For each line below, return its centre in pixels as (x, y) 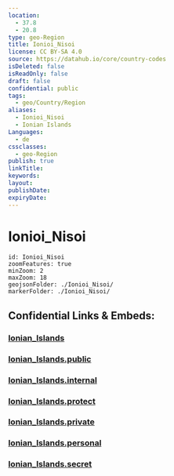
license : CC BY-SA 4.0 (45, 52)
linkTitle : (26, 169)
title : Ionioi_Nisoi (42, 45)
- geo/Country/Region (51, 103)
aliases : (22, 111)
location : (24, 15)
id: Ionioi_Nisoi (36, 257)
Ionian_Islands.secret (50, 464)
